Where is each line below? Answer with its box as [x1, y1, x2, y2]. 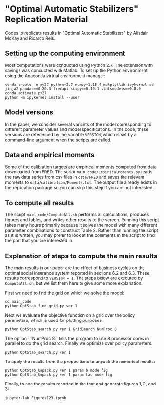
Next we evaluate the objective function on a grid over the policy [5, 312, 135, 318]
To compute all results [5, 199, 74, 207]
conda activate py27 [5, 90, 47, 96]
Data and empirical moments [5, 150, 95, 159]
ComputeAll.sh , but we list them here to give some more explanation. [5, 280, 143, 286]
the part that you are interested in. [5, 238, 74, 244]
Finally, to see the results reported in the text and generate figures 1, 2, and [5, 381, 156, 386]
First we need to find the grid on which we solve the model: [5, 290, 124, 296]
